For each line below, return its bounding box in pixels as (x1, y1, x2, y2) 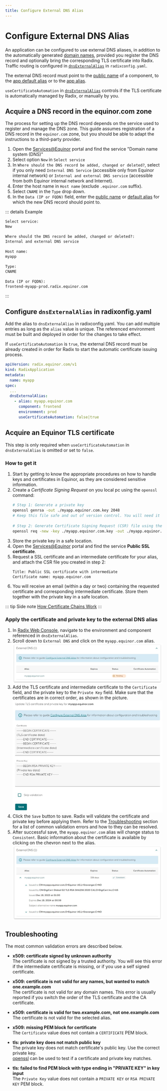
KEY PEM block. (12, 1081, 44, 1087)
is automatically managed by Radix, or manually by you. (5, 92, 120, 98)
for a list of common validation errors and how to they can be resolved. (12, 824, 159, 830)
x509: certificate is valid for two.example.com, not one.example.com (12, 1009, 160, 1015)
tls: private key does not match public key (12, 1039, 101, 1045)
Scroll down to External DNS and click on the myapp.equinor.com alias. (12, 638, 156, 644)
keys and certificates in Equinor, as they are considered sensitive (12, 476, 146, 482)
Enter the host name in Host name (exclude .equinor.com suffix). (12, 183, 143, 189)
